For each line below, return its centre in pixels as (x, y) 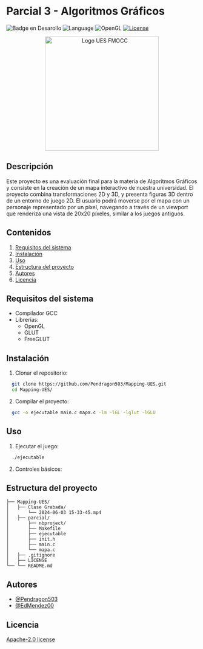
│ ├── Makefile (34, 529)
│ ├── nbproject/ (36, 523)
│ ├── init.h (31, 540)
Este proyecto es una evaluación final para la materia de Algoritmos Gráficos (102, 181)
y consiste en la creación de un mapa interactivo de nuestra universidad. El (100, 187)
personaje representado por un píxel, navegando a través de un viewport (97, 207)
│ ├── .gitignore (31, 555)
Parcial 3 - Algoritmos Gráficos (86, 11)
